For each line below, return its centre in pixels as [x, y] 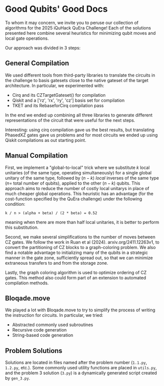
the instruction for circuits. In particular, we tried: [54, 315]
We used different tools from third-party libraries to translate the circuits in [80, 75]
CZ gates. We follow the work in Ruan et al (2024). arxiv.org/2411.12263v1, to [82, 242]
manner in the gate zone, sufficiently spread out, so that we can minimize [79, 258]
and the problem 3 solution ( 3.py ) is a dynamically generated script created [81, 373]
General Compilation [37, 63]
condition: [15, 204]
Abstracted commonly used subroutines [53, 325]
